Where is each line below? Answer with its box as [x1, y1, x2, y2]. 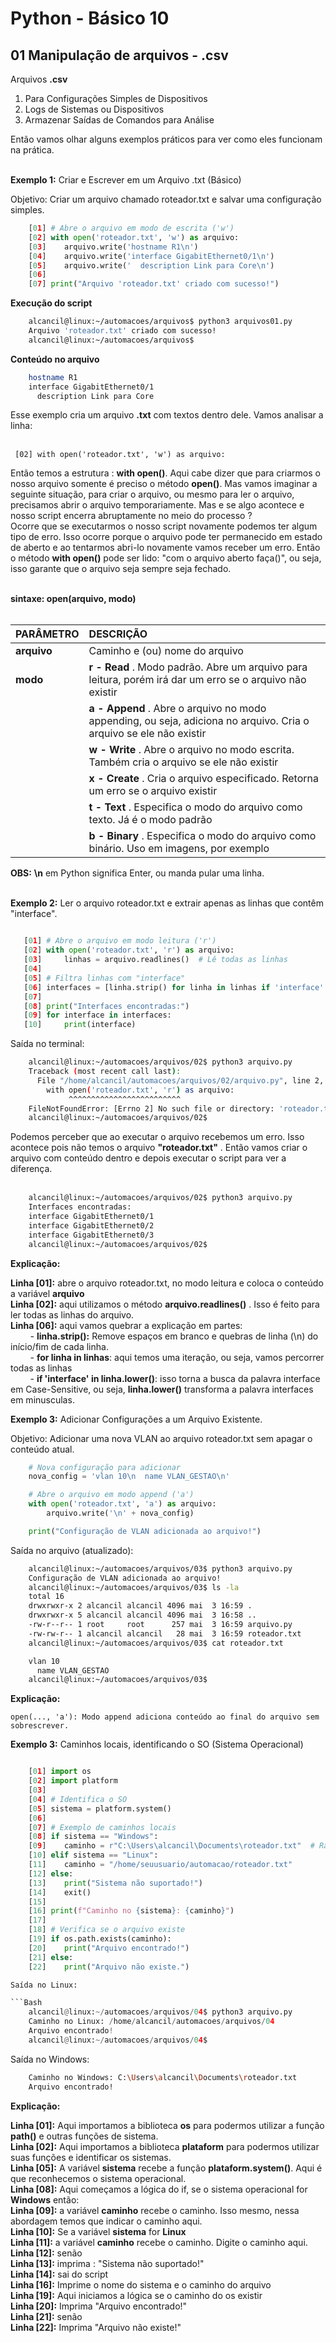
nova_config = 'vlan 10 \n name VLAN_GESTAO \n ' [28, 1472, 230, 1482]
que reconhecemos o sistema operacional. [10, 2172, 187, 2184]
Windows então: [10, 2193, 80, 2206]
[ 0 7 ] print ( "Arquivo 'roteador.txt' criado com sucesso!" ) [28, 279, 280, 289]
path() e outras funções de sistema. [10, 2130, 159, 2142]
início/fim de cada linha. [10, 1340, 109, 1352]
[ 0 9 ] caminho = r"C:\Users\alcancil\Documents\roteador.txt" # [28, 1841, 315, 1851]
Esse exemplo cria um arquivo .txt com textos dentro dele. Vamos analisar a [10, 409, 324, 421]
